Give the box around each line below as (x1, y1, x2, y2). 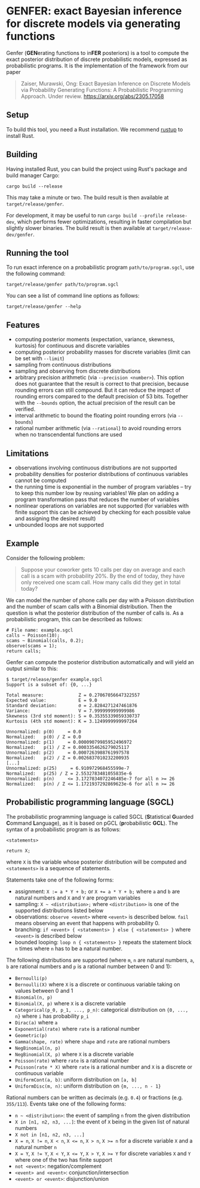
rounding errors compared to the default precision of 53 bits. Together (14, 393, 188, 400)
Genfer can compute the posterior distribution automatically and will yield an (6, 658, 195, 665)
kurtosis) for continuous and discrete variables (14, 342, 130, 349)
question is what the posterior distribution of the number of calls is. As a (6, 609, 184, 616)
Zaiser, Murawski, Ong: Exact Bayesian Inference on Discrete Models (20, 79, 191, 87)
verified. (14, 406, 36, 413)
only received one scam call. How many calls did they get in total (20, 578, 181, 586)
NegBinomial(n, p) (14, 1045, 61, 1051)
